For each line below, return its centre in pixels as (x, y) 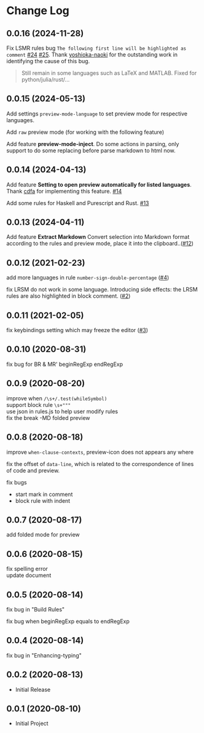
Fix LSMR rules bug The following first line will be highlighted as (96, 48)
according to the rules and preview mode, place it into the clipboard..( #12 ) (100, 244)
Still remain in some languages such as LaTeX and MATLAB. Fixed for (109, 73)
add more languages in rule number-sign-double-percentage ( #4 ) (88, 277)
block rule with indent (43, 500)
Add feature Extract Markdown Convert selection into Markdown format (98, 237)
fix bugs (17, 482)
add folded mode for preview (43, 535)
